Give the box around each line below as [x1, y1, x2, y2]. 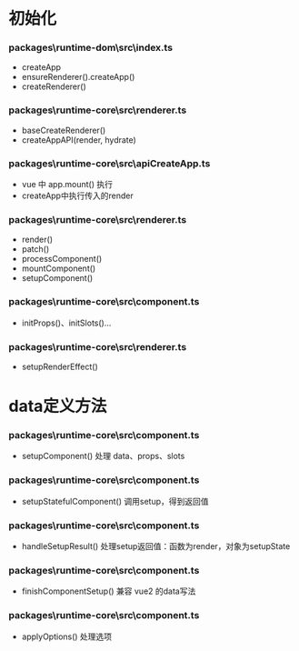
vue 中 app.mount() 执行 [21, 179, 113, 190]
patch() [21, 244, 50, 255]
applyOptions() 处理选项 [21, 631, 113, 642]
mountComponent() [21, 263, 96, 274]
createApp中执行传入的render [21, 190, 134, 201]
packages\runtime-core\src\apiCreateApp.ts [8, 156, 211, 169]
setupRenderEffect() [21, 361, 99, 372]
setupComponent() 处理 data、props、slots [21, 451, 185, 462]
